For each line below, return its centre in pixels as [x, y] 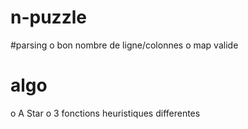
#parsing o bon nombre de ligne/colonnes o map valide [124, 45]
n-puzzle [48, 17]
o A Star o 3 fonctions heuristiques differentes [105, 113]
